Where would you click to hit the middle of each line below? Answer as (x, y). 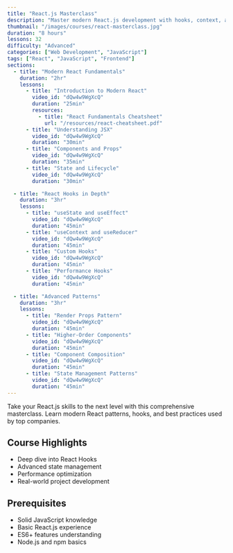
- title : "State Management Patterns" (81, 374)
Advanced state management (59, 467)
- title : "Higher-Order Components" (78, 335)
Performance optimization (54, 474)
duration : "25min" (59, 104)
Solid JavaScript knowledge (57, 520)
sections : (21, 65)
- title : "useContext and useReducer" (81, 232)
